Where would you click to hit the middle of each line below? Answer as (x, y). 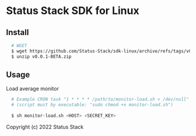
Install (17, 32)
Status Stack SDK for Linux (73, 11)
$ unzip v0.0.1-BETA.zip (41, 57)
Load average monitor (33, 89)
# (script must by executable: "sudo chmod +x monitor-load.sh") (92, 105)
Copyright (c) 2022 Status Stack (45, 127)
